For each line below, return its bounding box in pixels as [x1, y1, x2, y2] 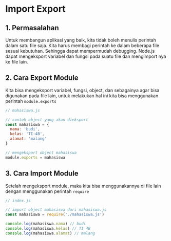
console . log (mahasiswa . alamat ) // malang [5, 231, 96, 236]
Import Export [5, 3, 66, 15]
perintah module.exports [5, 98, 56, 104]
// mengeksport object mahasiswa [5, 150, 77, 155]
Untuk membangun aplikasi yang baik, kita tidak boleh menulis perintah [5, 37, 157, 43]
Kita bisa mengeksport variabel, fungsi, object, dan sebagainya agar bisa [5, 87, 160, 93]
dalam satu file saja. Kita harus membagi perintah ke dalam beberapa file [5, 42, 160, 49]
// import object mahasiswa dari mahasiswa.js [5, 207, 107, 212]
